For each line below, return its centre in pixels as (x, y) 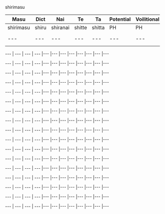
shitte (81, 28)
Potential (120, 19)
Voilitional (147, 19)
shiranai (60, 28)
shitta (98, 28)
